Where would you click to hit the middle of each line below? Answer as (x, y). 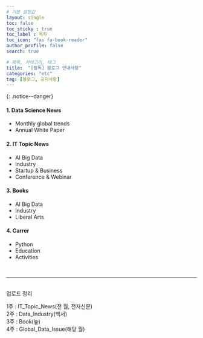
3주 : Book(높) (24, 322)
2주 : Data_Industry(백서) (37, 314)
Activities (27, 257)
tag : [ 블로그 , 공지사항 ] (33, 79)
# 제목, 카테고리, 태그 (31, 62)
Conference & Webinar (43, 177)
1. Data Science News (34, 110)
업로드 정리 (19, 294)
